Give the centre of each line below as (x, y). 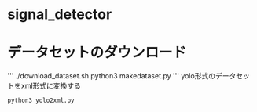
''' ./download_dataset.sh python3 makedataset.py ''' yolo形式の (112, 76)
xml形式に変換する (51, 86)
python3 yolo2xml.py (41, 101)
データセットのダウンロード (97, 53)
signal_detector (60, 14)
